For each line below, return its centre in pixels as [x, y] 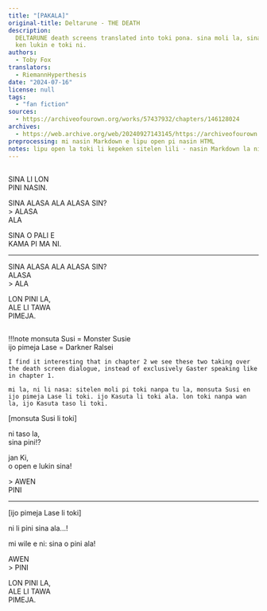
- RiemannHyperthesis [51, 75]
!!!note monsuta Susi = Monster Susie [70, 339]
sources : [23, 112]
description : [30, 30]
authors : [23, 53]
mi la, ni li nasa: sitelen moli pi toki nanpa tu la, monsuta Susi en [129, 390]
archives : [25, 126]
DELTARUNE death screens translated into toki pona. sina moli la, [130, 38]
